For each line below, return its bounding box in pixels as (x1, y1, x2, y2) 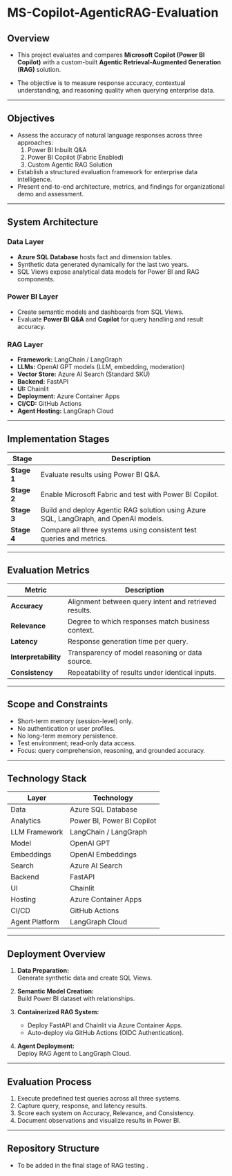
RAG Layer (7, 339, 43, 349)
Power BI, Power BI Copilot (70, 816, 157, 825)
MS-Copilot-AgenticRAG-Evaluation (7, 5, 219, 21)
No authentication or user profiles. (17, 724, 115, 732)
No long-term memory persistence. (17, 731, 118, 740)
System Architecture (7, 216, 99, 228)
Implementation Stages (7, 433, 110, 445)
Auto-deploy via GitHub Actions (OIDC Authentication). (27, 1029, 184, 1037)
